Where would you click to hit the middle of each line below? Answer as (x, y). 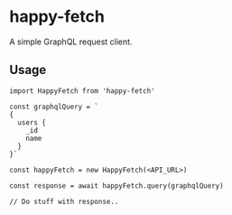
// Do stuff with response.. (64, 201)
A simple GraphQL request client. (71, 42)
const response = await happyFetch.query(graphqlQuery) (116, 186)
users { (32, 122)
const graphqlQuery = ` (54, 107)
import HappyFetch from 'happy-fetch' (82, 91)
